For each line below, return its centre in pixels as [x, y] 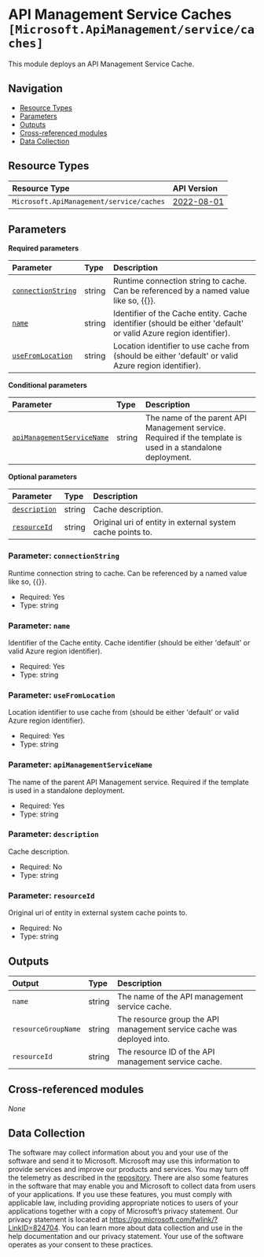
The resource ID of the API [166, 1051]
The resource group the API [169, 1019]
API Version [195, 188]
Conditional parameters [48, 385]
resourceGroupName [46, 1029]
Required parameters [44, 248]
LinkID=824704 [33, 1228]
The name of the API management [180, 996]
